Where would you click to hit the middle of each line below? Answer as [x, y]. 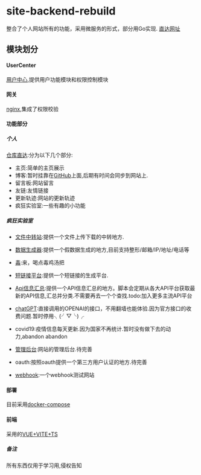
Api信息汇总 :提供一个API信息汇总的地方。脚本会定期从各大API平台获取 [102, 289]
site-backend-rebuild [61, 11]
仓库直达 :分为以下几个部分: [40, 155]
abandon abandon [45, 337]
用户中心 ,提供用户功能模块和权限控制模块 [57, 79]
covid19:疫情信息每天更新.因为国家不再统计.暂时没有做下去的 [90, 329]
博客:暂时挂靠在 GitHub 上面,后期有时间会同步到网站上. [81, 176]
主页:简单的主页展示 [40, 168]
